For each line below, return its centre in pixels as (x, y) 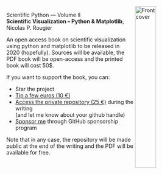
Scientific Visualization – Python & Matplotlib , (65, 21)
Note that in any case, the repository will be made (69, 140)
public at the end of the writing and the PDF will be (70, 146)
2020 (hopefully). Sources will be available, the (65, 52)
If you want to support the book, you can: (58, 77)
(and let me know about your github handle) (70, 115)
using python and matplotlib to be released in (63, 46)
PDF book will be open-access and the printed (65, 59)
